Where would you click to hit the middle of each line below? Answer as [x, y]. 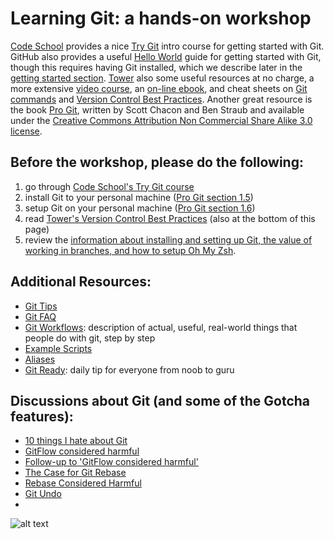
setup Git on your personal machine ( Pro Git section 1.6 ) [140, 208]
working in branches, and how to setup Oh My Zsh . [130, 250]
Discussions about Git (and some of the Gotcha [160, 400]
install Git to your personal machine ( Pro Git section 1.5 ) [139, 197]
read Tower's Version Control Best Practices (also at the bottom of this [170, 218]
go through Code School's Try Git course [109, 186]
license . [26, 131]
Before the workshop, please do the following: [157, 162]
